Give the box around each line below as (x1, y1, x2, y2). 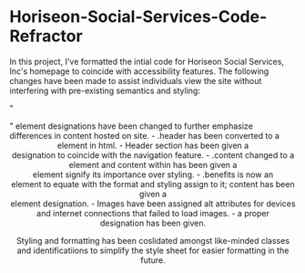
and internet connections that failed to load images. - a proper (36, 207, 270, 218)
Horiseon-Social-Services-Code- (9, 6, 268, 27)
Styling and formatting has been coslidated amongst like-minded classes (16, 235, 290, 246)
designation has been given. (99, 217, 207, 228)
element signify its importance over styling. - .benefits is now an (32, 169, 274, 180)
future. (140, 254, 166, 266)
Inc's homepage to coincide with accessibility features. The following (9, 66, 269, 77)
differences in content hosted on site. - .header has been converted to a (9, 130, 280, 141)
